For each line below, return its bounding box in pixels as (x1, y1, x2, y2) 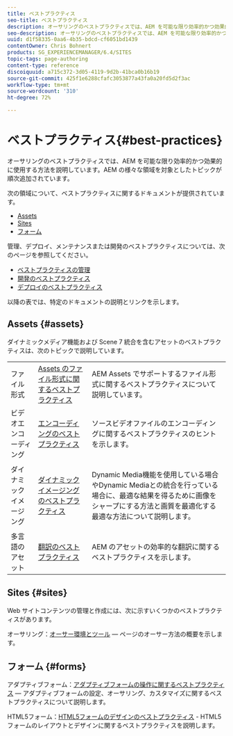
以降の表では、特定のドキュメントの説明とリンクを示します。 (7, 297, 183, 306)
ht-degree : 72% (7, 95, 51, 102)
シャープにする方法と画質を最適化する (91, 501, 217, 511)
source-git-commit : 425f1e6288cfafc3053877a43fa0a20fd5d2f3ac (7, 74, 191, 82)
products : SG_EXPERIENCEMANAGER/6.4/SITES (7, 49, 132, 56)
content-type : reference (7, 62, 79, 69)
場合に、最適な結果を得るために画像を (91, 490, 217, 500)
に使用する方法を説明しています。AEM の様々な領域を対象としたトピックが (7, 165, 222, 174)
